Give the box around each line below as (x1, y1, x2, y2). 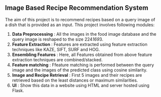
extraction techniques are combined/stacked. (12, 56, 103, 62)
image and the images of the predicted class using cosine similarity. (12, 67, 147, 73)
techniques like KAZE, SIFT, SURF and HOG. (12, 46, 100, 52)
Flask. (12, 87, 24, 93)
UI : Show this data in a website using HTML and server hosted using (12, 82, 150, 88)
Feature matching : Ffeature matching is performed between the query (12, 62, 154, 68)
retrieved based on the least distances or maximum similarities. (12, 77, 138, 83)
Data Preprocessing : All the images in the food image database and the (12, 31, 157, 37)
